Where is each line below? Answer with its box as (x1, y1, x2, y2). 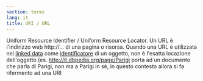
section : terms (6, 9, 45, 15)
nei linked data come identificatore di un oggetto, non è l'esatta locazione (6, 50, 191, 57)
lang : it (6, 15, 29, 21)
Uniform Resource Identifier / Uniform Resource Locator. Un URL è (6, 37, 174, 44)
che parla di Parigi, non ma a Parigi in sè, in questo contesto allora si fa (6, 63, 185, 70)
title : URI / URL (6, 20, 51, 26)
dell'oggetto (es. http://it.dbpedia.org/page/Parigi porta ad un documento (6, 56, 191, 64)
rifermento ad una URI (6, 69, 62, 77)
